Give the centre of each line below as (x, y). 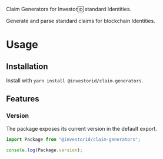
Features (23, 99)
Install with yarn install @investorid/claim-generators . (74, 80)
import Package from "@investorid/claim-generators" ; (74, 139)
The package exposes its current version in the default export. (81, 128)
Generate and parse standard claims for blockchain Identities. (81, 21)
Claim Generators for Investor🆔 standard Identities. (69, 9)
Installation (27, 66)
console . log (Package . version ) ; (44, 150)
